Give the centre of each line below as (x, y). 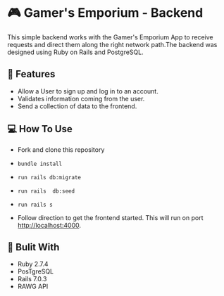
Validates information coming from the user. (81, 98)
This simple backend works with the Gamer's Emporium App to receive (110, 37)
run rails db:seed (46, 191)
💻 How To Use (40, 129)
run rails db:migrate (49, 177)
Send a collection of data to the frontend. (77, 106)
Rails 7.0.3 (32, 279)
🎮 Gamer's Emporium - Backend (105, 13)
